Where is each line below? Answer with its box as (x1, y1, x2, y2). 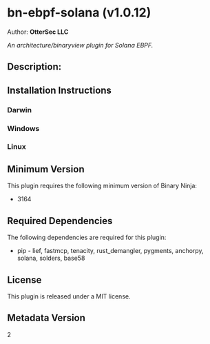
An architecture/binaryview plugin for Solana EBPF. (7, 41, 154, 49)
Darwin (7, 105, 32, 114)
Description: (7, 61, 62, 73)
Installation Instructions (7, 84, 112, 96)
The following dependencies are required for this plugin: (7, 233, 167, 242)
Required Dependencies (7, 215, 113, 227)
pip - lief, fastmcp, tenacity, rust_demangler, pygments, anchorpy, (17, 247, 204, 255)
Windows (7, 123, 40, 133)
